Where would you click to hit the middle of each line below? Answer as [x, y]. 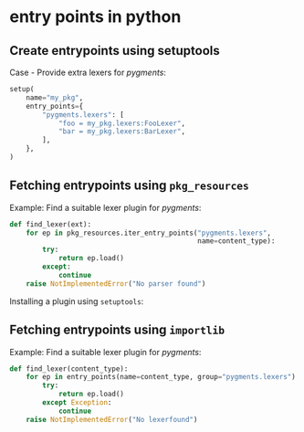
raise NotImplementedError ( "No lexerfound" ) [112, 419]
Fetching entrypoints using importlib [117, 330]
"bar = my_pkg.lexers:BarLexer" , [121, 132]
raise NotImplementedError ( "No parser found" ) [116, 284]
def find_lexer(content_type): [69, 369]
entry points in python [95, 17]
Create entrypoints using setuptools [115, 51]
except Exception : [77, 403]
